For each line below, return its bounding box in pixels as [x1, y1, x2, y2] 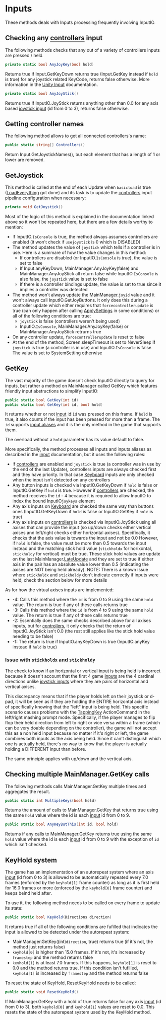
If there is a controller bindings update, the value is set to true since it [19, 281, 162, 287]
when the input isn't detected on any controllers [12, 477, 111, 483]
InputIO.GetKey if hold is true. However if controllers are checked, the [12, 487, 155, 493]
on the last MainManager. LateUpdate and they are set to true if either [12, 556, 154, 562]
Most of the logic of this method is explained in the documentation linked [5, 213, 154, 219]
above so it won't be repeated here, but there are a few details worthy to [5, 219, 153, 225]
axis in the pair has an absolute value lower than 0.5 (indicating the [12, 561, 149, 567]
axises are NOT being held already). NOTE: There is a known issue [12, 567, 149, 573]
